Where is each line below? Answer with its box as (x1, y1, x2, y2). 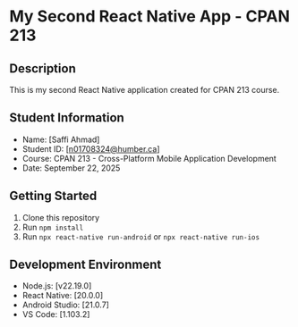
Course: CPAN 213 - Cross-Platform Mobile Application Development (21, 153, 277, 163)
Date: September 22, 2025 (21, 163, 121, 173)
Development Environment (9, 257, 162, 272)
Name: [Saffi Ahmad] (21, 134, 100, 145)
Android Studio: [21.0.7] (21, 299, 110, 310)
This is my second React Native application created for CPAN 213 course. (9, 85, 280, 95)
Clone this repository (21, 212, 100, 222)
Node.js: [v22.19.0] (21, 281, 92, 291)
